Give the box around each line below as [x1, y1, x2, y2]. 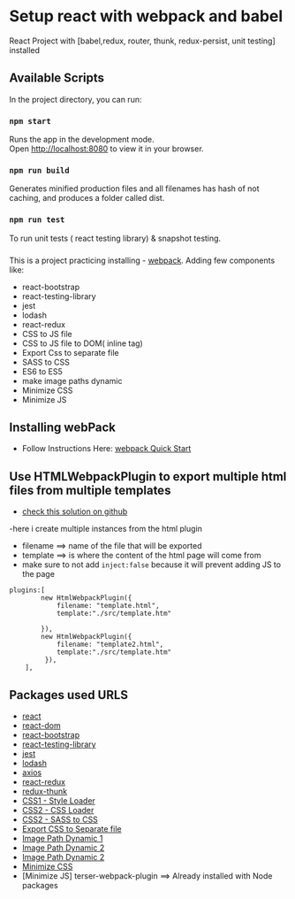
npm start [9, 116, 51, 126]
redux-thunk [21, 786, 68, 796]
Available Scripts [9, 71, 104, 86]
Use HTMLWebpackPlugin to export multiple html [9, 469, 287, 484]
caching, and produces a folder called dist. [9, 193, 165, 204]
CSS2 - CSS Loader [21, 805, 95, 815]
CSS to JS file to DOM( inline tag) [21, 338, 143, 349]
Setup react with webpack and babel [9, 6, 284, 27]
